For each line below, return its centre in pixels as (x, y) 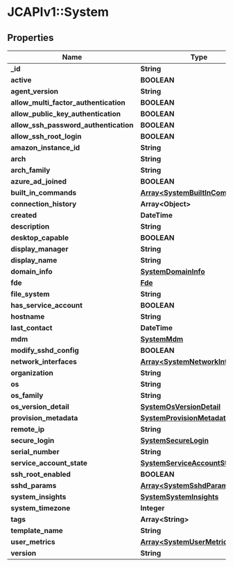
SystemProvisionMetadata (185, 418)
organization (32, 373)
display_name (34, 260)
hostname (28, 316)
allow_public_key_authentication (66, 114)
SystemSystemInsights (180, 497)
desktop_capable (40, 238)
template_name (37, 531)
